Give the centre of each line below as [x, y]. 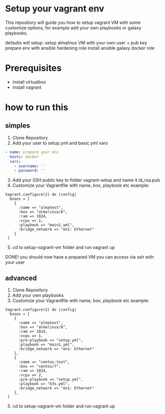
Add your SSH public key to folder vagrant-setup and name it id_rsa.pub [86, 180]
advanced [21, 278]
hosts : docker [24, 157]
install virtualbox [29, 82]
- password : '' [30, 171]
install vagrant [27, 87]
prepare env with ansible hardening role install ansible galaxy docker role [80, 48]
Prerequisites [34, 68]
